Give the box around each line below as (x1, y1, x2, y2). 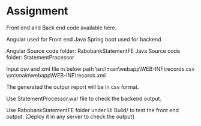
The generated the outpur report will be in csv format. (6, 83, 139, 91)
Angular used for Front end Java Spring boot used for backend (6, 35, 161, 43)
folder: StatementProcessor (6, 53, 74, 61)
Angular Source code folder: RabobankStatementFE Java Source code (6, 47, 181, 55)
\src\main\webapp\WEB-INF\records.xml (6, 71, 106, 79)
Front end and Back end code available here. (6, 24, 117, 31)
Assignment (6, 4, 68, 18)
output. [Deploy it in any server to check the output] (6, 113, 134, 120)
